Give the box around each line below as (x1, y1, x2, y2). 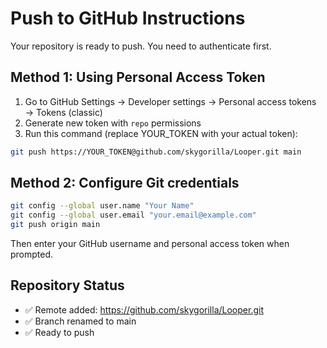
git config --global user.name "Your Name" (10, 201, 195, 211)
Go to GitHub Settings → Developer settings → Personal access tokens (24, 95, 317, 107)
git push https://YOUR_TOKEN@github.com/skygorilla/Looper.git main (10, 147, 302, 157)
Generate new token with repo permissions (24, 117, 202, 129)
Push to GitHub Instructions (10, 7, 246, 30)
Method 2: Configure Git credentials (10, 175, 240, 192)
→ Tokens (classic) (24, 106, 103, 118)
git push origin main (10, 220, 101, 230)
